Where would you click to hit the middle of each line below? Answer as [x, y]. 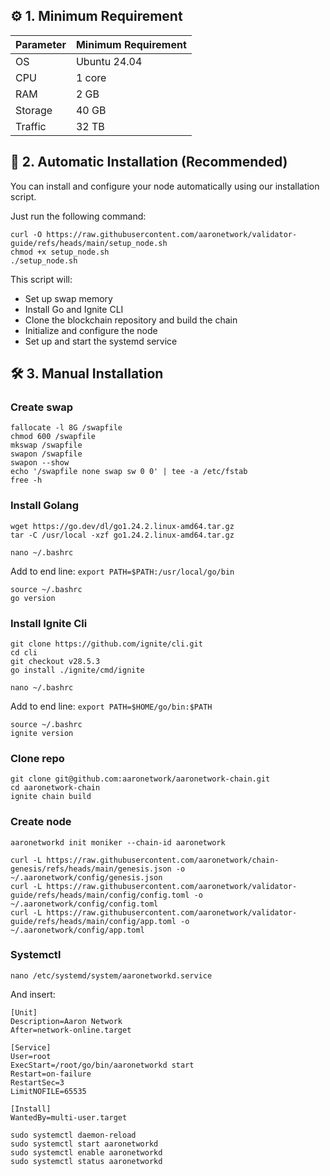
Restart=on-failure [51, 1074]
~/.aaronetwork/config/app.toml [77, 930]
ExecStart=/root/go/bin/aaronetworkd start [102, 1065]
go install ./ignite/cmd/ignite [77, 670]
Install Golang [45, 506]
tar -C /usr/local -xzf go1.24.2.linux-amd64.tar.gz [122, 535]
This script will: [41, 279]
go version [33, 598]
